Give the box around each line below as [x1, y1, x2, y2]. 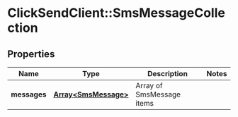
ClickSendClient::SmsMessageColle [7, 5, 225, 21]
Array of [135, 81, 163, 90]
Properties [7, 48, 55, 60]
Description [147, 69, 188, 78]
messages [11, 90, 47, 99]
